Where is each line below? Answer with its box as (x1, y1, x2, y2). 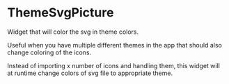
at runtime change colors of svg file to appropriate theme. (7, 69, 173, 77)
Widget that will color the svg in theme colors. (7, 28, 139, 36)
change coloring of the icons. (7, 48, 92, 56)
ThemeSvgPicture (7, 5, 114, 21)
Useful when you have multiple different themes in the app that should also (7, 41, 223, 49)
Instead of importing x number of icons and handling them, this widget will (7, 61, 221, 70)
